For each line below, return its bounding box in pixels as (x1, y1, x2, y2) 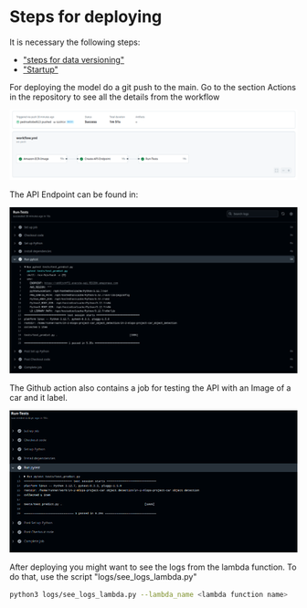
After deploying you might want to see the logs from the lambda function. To (9, 561, 297, 572)
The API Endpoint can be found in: (9, 189, 139, 200)
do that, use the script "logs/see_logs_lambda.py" (9, 571, 197, 582)
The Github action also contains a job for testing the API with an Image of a (9, 383, 291, 393)
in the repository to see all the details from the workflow (9, 91, 220, 102)
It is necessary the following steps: (9, 37, 141, 47)
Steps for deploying (9, 6, 163, 27)
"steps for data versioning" (22, 54, 125, 65)
